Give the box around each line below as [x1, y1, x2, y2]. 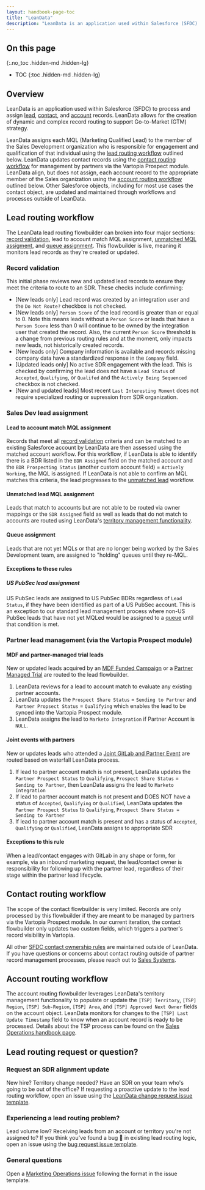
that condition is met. [6, 620, 60, 628]
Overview [6, 89, 45, 99]
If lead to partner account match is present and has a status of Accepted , [15, 817, 197, 825]
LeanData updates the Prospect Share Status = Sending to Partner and [15, 696, 196, 704]
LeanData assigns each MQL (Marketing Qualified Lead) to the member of [6, 136, 192, 144]
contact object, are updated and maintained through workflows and [6, 188, 176, 196]
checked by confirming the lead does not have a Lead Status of [15, 368, 175, 375]
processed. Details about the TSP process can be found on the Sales [6, 1022, 180, 1030]
